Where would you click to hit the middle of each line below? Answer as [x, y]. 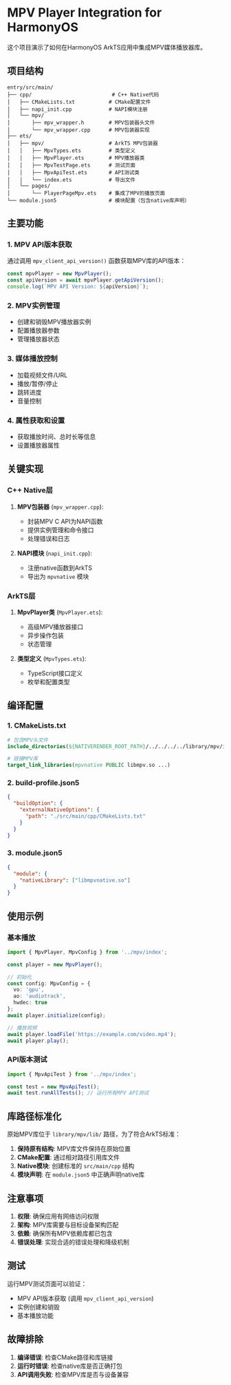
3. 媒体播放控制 [33, 359]
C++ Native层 [30, 490]
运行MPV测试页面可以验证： [47, 1283]
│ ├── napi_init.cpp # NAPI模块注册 [77, 109]
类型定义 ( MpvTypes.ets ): [52, 658]
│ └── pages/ [29, 186]
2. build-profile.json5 [43, 783]
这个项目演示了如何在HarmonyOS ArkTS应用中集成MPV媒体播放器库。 [107, 47]
